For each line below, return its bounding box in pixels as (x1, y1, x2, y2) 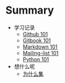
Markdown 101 (22, 43, 58, 50)
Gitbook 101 (22, 37, 51, 44)
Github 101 (22, 30, 48, 37)
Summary (5, 4, 54, 17)
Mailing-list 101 (22, 49, 59, 56)
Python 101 (22, 56, 49, 63)
